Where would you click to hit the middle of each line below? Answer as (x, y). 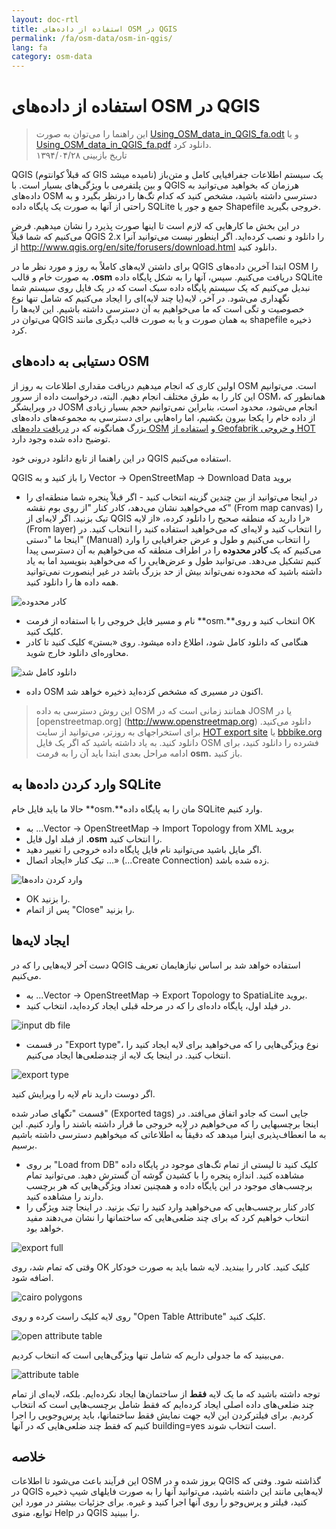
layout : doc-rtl (45, 19)
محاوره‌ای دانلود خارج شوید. (77, 652)
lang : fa (29, 47)
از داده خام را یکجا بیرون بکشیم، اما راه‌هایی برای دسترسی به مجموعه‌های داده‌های (163, 417)
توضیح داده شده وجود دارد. (61, 438)
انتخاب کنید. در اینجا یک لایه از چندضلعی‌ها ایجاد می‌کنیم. (128, 1055)
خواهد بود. (44, 1228)
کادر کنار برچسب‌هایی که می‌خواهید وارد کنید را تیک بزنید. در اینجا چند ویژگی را (170, 1207)
